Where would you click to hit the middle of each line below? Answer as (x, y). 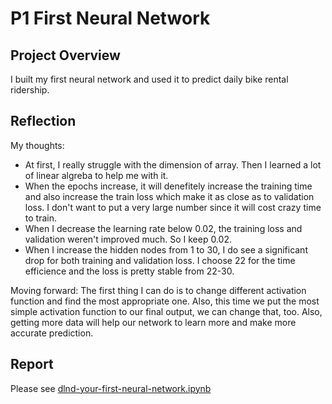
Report (32, 364)
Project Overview (65, 55)
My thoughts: (37, 145)
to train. (40, 218)
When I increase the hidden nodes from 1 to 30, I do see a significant (166, 249)
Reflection (43, 121)
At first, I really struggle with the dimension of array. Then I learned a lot (173, 164)
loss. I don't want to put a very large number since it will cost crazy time (173, 207)
